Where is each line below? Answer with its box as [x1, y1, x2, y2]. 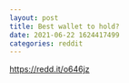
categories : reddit [9, 38, 84, 48]
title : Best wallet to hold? [9, 22, 120, 31]
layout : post [9, 13, 59, 23]
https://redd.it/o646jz [9, 64, 90, 75]
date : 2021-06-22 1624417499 [9, 30, 120, 39]
